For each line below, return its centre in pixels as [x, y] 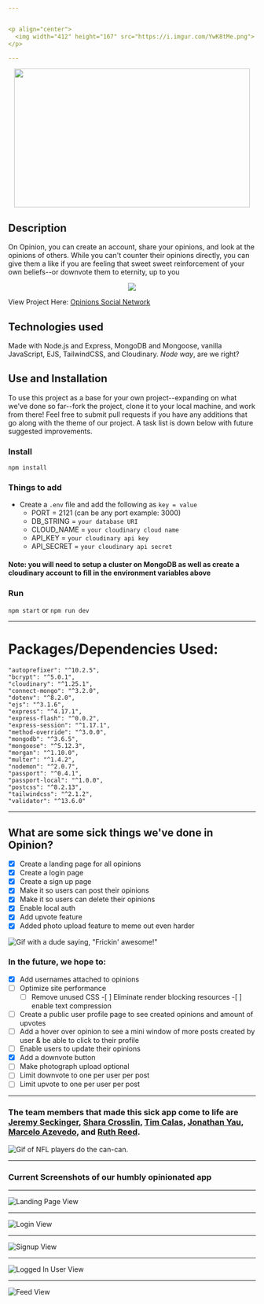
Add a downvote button [57, 1058]
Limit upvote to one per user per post [79, 1084]
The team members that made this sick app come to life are [123, 1112]
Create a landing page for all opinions [80, 864]
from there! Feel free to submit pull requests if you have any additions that [128, 414]
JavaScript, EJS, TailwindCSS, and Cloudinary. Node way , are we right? [124, 354]
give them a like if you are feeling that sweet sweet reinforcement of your [126, 263]
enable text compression [71, 1006]
